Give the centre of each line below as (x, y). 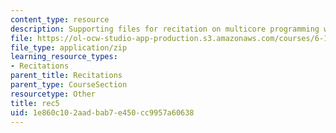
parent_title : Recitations (66, 76)
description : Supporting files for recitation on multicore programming (165, 29)
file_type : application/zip (69, 47)
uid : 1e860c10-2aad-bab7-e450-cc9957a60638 (102, 112)
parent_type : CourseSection (69, 85)
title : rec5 (35, 103)
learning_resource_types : (64, 57)
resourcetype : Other (53, 94)
